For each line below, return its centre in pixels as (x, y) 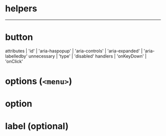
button (19, 37)
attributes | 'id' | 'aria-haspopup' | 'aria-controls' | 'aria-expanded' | (74, 51)
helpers (21, 9)
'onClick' (14, 61)
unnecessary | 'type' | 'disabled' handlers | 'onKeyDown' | (87, 56)
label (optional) (37, 126)
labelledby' (16, 56)
